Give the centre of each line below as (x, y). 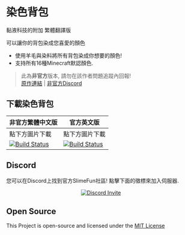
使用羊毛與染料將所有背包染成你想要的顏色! (68, 55)
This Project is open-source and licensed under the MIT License (86, 226)
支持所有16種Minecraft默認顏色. (54, 63)
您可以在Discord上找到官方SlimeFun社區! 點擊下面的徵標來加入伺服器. (92, 180)
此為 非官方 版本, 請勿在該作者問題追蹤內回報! (76, 76)
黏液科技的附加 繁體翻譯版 (38, 30)
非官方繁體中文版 (34, 122)
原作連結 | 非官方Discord (51, 83)
